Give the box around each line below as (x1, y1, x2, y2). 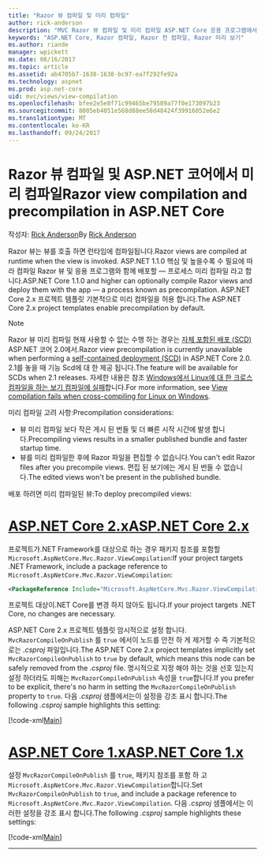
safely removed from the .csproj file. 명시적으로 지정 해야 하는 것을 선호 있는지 (8, 664, 254, 673)
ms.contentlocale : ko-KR (8, 122, 90, 129)
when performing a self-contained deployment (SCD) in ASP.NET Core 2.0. (8, 353, 252, 363)
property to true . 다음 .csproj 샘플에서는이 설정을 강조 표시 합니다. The (8, 691, 228, 701)
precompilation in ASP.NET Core (8, 202, 225, 220)
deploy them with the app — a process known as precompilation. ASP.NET (8, 285, 251, 294)
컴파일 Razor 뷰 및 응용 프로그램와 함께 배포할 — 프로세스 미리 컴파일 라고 (16, 266, 244, 275)
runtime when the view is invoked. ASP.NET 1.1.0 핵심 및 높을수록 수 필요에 (8, 256, 245, 265)
